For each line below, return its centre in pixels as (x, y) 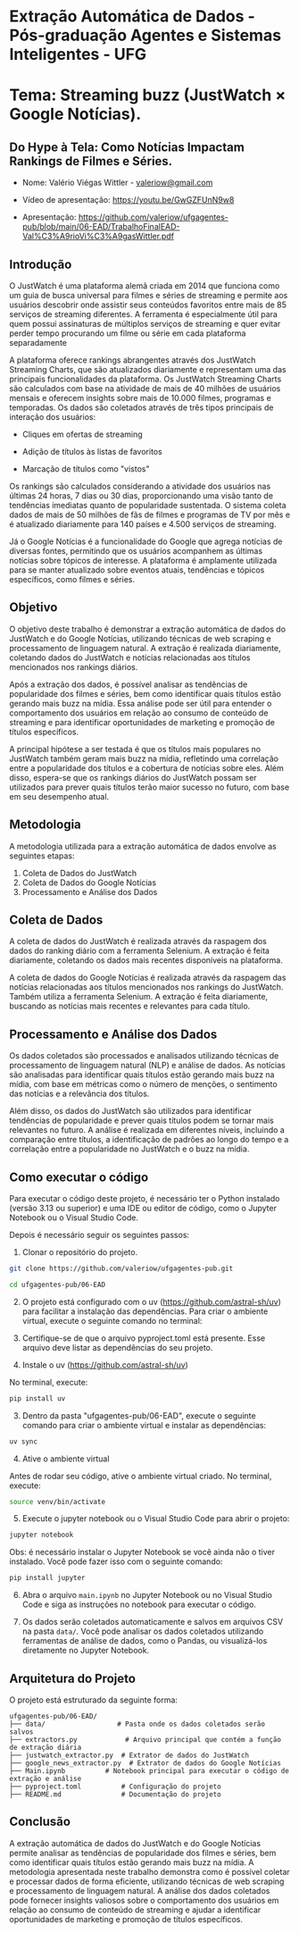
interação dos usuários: (53, 417)
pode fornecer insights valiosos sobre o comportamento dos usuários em (144, 1900)
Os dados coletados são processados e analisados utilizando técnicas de (144, 1056)
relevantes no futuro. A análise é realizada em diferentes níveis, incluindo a (147, 1130)
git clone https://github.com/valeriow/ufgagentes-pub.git (121, 1269)
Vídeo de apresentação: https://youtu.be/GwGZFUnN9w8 (128, 200)
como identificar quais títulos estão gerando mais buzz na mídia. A (132, 1862)
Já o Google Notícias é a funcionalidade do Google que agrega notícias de (146, 541)
